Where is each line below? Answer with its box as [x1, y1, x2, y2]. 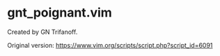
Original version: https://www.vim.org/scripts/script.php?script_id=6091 [7, 41, 213, 49]
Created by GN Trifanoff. [7, 28, 78, 36]
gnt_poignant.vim [7, 5, 113, 21]
